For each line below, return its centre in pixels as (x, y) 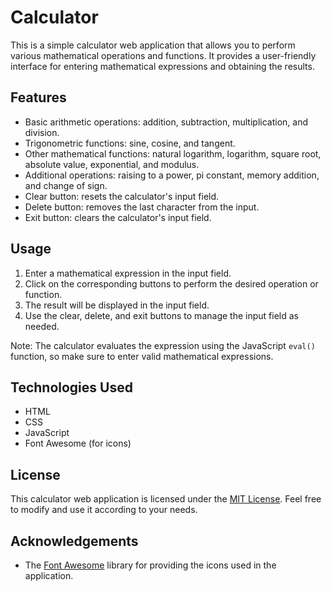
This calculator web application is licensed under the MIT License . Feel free (166, 499)
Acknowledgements (74, 541)
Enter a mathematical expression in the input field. (128, 273)
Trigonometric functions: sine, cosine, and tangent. (130, 143)
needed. (42, 326)
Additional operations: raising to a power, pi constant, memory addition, (172, 175)
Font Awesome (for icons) (78, 443)
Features (38, 97)
